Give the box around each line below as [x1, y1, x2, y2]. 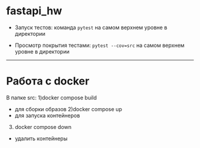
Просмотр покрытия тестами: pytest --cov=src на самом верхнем [14, 42, 185, 49]
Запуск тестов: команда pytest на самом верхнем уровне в [14, 24, 168, 31]
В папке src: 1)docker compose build [6, 94, 97, 101]
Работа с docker [6, 74, 90, 88]
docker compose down [14, 123, 72, 130]
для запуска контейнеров [14, 112, 80, 119]
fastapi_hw [6, 4, 62, 18]
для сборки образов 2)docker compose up [14, 105, 122, 112]
